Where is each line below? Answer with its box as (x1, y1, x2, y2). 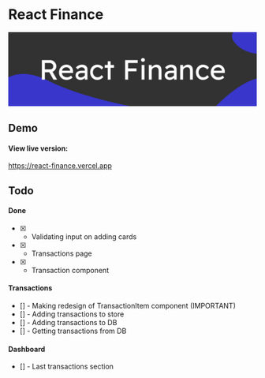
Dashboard (8, 344, 46, 354)
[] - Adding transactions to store (19, 309, 125, 319)
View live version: (8, 144, 69, 153)
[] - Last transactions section (19, 361, 114, 372)
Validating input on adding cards (31, 231, 137, 241)
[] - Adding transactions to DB (19, 317, 118, 327)
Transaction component (31, 265, 109, 275)
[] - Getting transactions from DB (19, 326, 127, 335)
